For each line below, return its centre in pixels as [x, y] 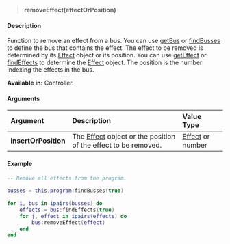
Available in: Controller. [40, 83]
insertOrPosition [38, 141]
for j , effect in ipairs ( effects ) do [73, 216]
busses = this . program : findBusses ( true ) [66, 191]
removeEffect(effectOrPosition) [70, 10]
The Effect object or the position [124, 137]
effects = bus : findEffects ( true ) [67, 210]
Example [20, 164]
